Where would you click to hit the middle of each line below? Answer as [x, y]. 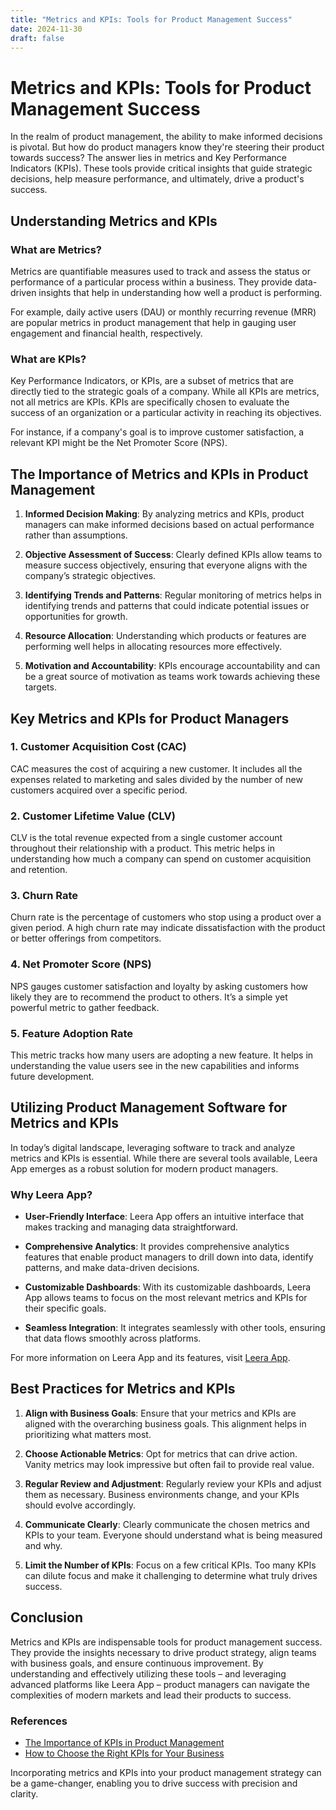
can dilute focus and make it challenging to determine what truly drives [171, 1575]
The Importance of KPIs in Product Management [124, 1743]
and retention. [39, 870]
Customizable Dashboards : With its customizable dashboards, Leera [168, 1287]
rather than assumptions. [76, 535]
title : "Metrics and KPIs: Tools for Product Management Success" [151, 19]
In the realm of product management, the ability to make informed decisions [166, 137]
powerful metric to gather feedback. [85, 1007]
